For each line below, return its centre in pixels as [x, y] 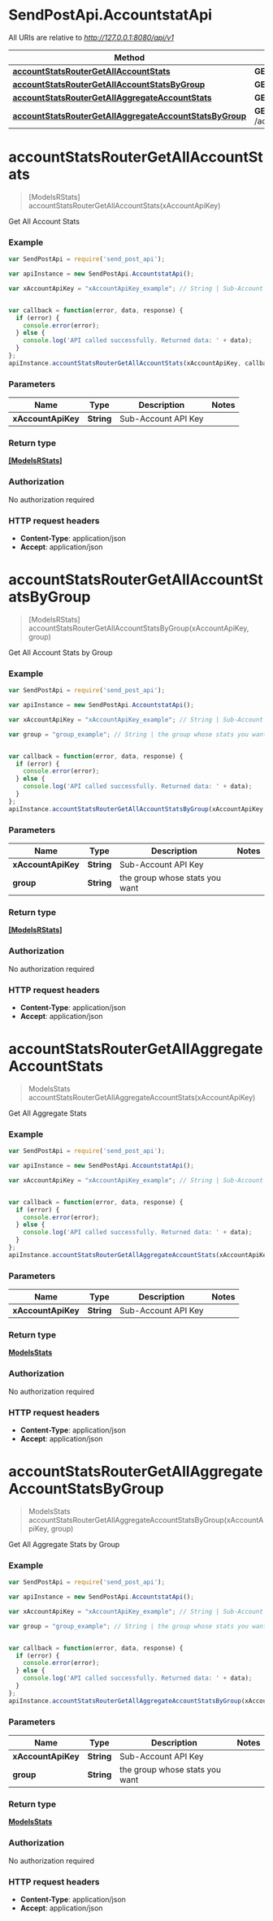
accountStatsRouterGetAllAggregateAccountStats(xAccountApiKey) [142, 1097]
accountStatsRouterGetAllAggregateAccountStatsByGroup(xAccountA [146, 1520]
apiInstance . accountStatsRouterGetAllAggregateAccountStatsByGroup [125, 1701]
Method [129, 57]
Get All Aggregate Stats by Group [64, 1544]
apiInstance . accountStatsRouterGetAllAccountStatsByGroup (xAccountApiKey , [138, 809]
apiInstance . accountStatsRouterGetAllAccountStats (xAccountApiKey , [125, 363]
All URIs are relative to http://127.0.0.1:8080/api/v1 [91, 37]
